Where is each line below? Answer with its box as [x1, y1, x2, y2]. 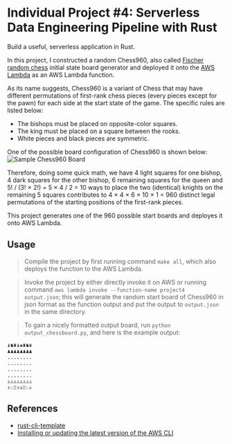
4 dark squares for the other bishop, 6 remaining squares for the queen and [7, 175, 223, 184]
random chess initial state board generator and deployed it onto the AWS [7, 63, 215, 71]
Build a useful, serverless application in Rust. [7, 42, 135, 51]
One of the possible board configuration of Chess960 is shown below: [7, 148, 208, 156]
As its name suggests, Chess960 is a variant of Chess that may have [7, 84, 203, 92]
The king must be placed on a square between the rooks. [17, 127, 181, 135]
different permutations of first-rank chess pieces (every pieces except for [7, 91, 217, 100]
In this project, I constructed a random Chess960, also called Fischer [7, 55, 204, 64]
